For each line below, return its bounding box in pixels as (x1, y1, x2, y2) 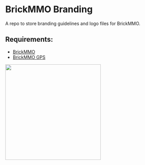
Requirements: (5, 35, 53, 44)
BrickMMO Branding (5, 4, 93, 15)
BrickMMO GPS (12, 54, 46, 60)
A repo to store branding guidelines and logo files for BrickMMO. (5, 20, 141, 26)
